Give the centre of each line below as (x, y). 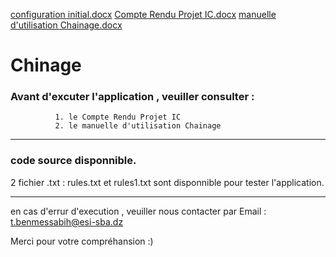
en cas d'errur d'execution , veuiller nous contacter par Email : (138, 211)
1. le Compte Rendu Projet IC (118, 117)
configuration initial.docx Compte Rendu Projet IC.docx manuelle (143, 14)
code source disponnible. (73, 161)
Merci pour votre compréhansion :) (82, 241)
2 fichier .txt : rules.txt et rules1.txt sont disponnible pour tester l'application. (167, 182)
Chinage (46, 65)
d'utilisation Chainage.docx (66, 25)
